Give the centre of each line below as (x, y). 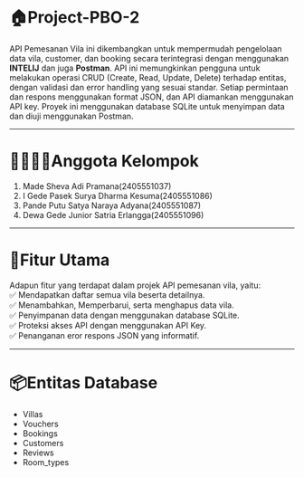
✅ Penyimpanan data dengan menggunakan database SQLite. (124, 315)
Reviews (38, 453)
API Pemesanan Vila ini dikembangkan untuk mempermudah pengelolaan (146, 48)
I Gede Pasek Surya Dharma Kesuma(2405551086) (117, 196)
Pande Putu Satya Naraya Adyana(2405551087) (112, 205)
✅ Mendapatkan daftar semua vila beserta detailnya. (107, 294)
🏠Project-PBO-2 (75, 18)
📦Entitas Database (84, 383)
